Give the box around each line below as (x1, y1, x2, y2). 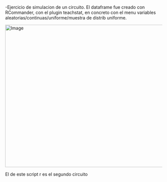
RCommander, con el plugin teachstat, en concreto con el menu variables (5, 9, 156, 15)
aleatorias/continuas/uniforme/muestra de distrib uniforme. (5, 15, 127, 20)
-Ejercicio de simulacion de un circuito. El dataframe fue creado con (5, 4, 145, 10)
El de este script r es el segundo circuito (5, 172, 88, 177)
